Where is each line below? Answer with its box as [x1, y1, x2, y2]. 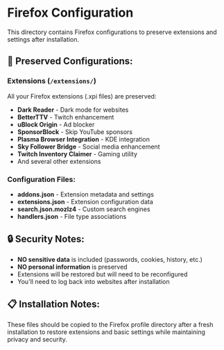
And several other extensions [17, 157, 101, 165]
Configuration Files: [7, 174, 76, 184]
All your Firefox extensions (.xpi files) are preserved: [7, 92, 157, 100]
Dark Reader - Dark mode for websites [17, 106, 129, 114]
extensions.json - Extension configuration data [17, 197, 154, 206]
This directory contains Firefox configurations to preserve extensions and [7, 28, 217, 36]
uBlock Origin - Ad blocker [17, 120, 95, 128]
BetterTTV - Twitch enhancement [17, 112, 114, 121]
